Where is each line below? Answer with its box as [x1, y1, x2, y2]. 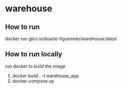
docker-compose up [12, 78, 55, 84]
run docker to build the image [5, 63, 65, 69]
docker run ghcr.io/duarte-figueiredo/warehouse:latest [5, 36, 117, 42]
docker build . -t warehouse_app [12, 73, 79, 79]
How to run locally [5, 50, 62, 58]
